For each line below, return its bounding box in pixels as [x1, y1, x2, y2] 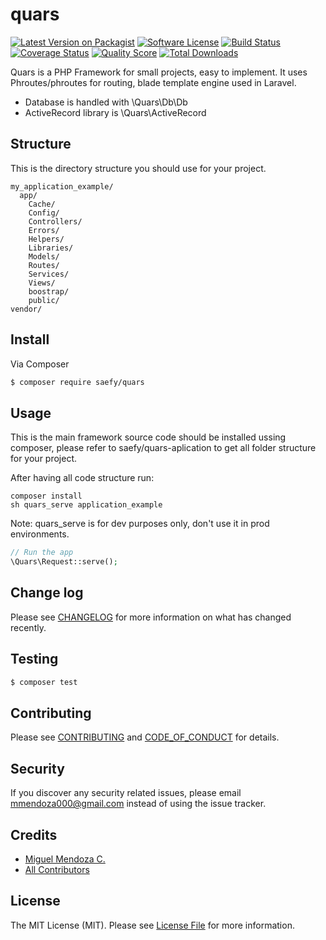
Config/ [28, 208, 60, 218]
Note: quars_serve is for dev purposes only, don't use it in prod [10, 518, 270, 530]
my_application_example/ [10, 181, 114, 192]
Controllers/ [28, 216, 83, 227]
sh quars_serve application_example [10, 500, 163, 510]
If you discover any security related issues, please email [10, 787, 242, 799]
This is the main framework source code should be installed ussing [10, 431, 287, 443]
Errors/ [28, 225, 60, 235]
